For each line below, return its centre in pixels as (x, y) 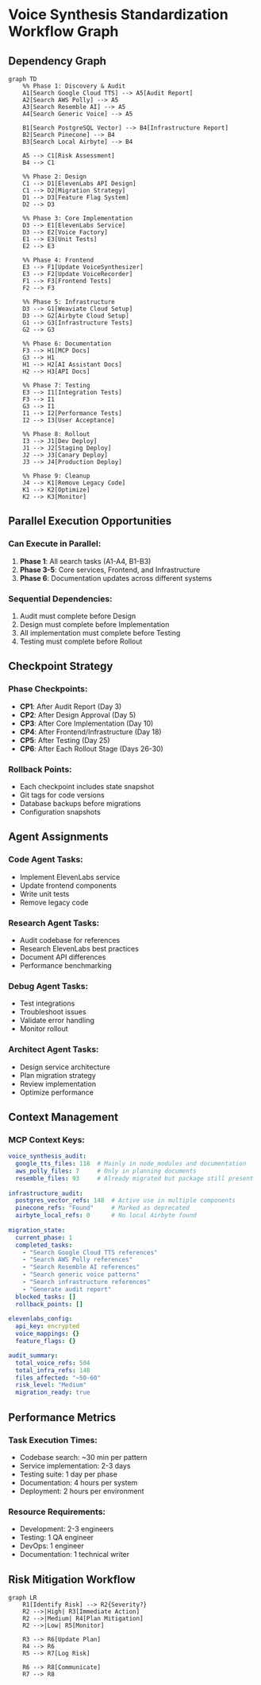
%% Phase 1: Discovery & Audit (74, 86)
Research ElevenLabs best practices (79, 948)
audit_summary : (33, 1355)
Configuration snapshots (60, 811)
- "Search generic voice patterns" (81, 1274)
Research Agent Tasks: (54, 923)
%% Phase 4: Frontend (58, 260)
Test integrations (47, 1003)
